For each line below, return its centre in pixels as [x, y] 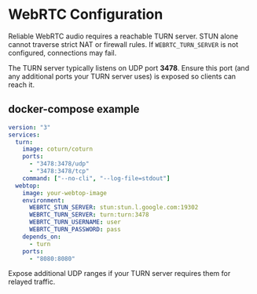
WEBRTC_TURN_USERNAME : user [75, 222]
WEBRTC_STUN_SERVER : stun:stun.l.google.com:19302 [114, 208]
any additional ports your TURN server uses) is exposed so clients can [122, 76]
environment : [44, 200]
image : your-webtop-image [65, 193]
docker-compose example [74, 109]
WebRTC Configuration [86, 15]
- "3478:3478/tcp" [59, 171]
